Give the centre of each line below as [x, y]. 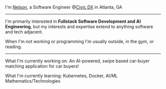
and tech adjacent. [24, 32]
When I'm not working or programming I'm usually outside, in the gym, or [80, 41]
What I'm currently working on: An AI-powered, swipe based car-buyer [77, 61]
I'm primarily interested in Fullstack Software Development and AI [73, 21]
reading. [14, 47]
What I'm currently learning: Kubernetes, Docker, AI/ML [62, 76]
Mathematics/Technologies [33, 81]
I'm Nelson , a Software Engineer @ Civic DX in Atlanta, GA [64, 7]
